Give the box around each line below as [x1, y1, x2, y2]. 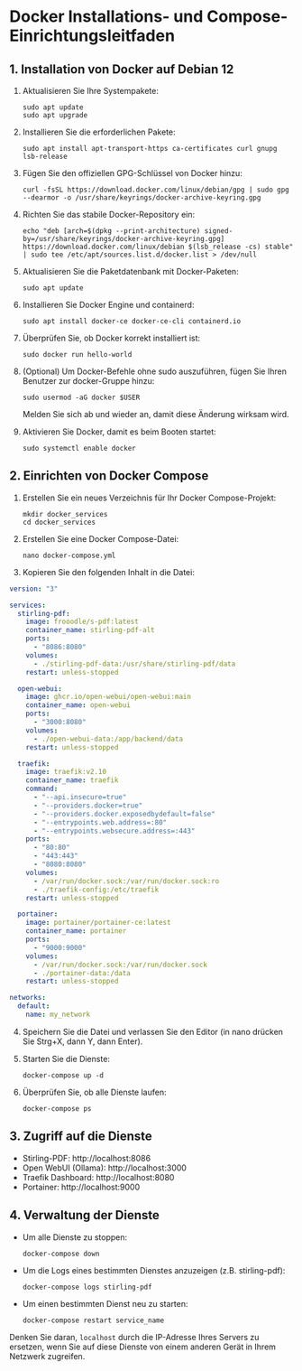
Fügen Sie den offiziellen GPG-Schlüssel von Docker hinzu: [22, 168, 243, 178]
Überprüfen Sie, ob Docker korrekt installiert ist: [22, 332, 201, 343]
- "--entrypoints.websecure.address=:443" [32, 826, 196, 835]
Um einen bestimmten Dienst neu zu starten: [22, 1298, 188, 1309]
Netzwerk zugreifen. [9, 1350, 86, 1361]
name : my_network [25, 1010, 91, 1020]
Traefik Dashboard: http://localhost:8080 [22, 1171, 175, 1182]
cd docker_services [22, 518, 96, 527]
